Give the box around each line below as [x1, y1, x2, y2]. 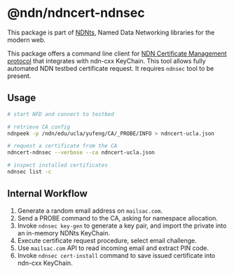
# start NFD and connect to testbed [7, 110, 114, 117]
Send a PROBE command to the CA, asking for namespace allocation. [17, 214, 219, 222]
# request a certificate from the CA [7, 143, 118, 150]
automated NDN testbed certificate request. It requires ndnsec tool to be [7, 64, 214, 72]
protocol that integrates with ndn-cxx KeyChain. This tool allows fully [7, 56, 206, 65]
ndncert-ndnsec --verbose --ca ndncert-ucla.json [7, 149, 156, 156]
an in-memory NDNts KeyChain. [17, 228, 111, 237]
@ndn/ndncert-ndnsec [7, 5, 145, 21]
